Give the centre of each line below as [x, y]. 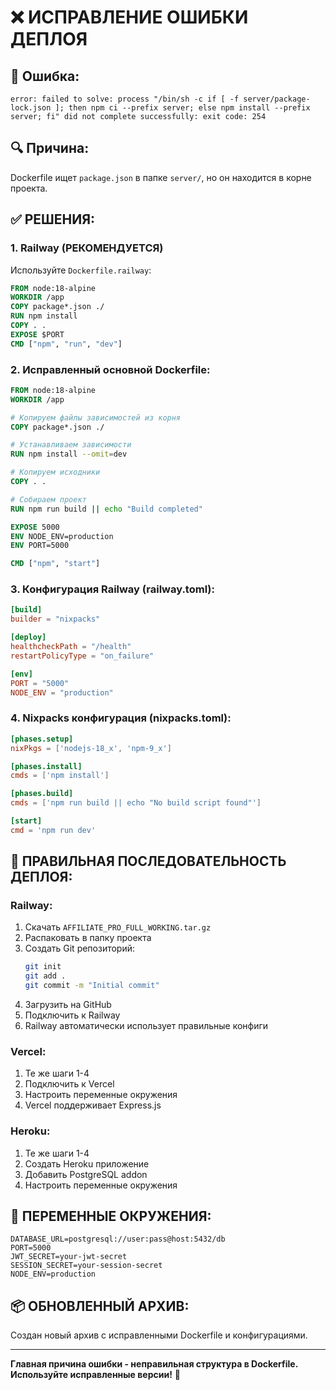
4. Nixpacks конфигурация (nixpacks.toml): [121, 718]
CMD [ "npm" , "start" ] [55, 564]
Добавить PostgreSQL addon [86, 1174]
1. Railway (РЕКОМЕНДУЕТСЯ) [87, 248]
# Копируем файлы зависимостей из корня [96, 417]
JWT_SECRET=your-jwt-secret [69, 1257]
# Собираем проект [48, 499]
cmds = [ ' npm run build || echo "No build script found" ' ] [136, 803]
